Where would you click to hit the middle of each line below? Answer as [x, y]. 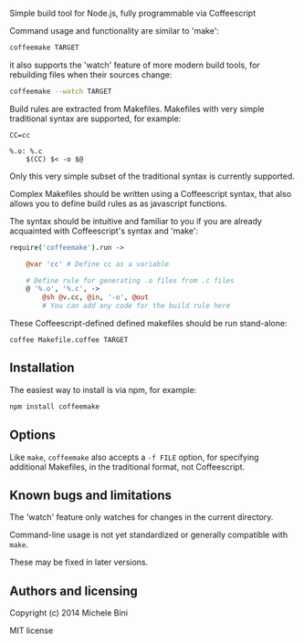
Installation [42, 368]
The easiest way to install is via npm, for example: [103, 389]
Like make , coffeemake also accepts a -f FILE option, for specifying [134, 457]
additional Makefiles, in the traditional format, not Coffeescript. [127, 467]
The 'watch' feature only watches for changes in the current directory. [142, 517]
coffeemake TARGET [44, 47]
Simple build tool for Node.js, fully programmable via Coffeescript [133, 13]
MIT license [31, 631]
